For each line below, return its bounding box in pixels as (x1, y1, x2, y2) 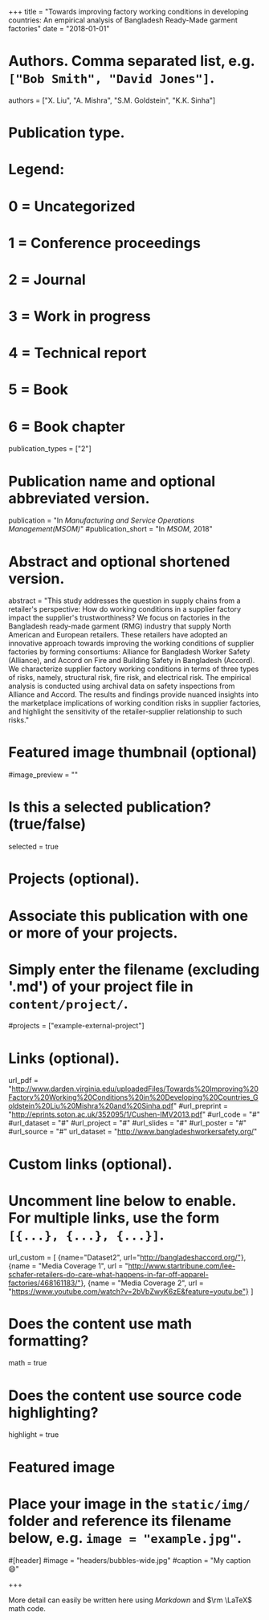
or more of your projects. (8, 923, 178, 942)
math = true (8, 1358, 47, 1368)
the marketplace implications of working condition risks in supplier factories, (8, 698, 262, 708)
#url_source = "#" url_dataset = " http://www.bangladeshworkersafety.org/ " (8, 1127, 258, 1137)
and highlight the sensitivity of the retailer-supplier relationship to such (8, 706, 243, 717)
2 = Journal (8, 271, 86, 288)
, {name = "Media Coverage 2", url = (84, 1278, 204, 1288)
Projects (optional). (8, 870, 141, 888)
